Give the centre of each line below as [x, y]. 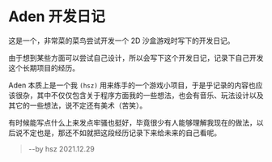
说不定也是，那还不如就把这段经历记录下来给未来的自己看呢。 [118, 132]
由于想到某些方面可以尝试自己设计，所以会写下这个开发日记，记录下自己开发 [136, 58]
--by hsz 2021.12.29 [62, 149]
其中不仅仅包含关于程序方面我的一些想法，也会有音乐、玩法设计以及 [150, 95]
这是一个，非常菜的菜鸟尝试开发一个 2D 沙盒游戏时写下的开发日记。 [121, 40]
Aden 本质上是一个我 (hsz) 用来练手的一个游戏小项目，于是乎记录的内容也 [132, 85]
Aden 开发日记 [57, 17]
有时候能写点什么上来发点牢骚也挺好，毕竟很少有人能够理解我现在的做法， [132, 122]
